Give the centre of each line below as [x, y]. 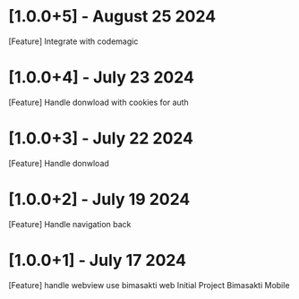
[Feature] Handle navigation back [70, 224]
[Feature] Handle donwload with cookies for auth [98, 102]
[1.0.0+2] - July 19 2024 [99, 200]
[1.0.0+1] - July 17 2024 [98, 260]
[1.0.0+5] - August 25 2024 [112, 17]
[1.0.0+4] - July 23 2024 [101, 77]
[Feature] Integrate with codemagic [73, 41]
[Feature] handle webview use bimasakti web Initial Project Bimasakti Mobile [149, 285]
